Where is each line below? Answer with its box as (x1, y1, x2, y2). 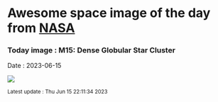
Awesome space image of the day (7, 5, 211, 21)
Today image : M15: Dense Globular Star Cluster (7, 45, 176, 55)
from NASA (7, 20, 75, 36)
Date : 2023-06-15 (7, 62, 62, 70)
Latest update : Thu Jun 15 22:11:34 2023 (7, 89, 108, 96)
